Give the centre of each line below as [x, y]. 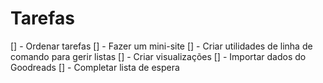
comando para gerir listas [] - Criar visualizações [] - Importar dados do [158, 56]
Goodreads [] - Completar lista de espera [95, 67]
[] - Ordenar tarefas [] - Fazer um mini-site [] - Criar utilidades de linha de [161, 46]
